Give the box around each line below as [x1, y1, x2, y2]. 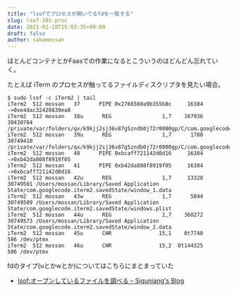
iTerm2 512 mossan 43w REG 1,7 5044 [7, 193, 203, 201]
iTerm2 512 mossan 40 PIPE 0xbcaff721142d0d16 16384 [7, 150, 203, 157]
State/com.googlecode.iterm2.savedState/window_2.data [7, 224, 172, 231]
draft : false [7, 30, 46, 37]
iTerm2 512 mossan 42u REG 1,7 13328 [7, 174, 203, 182]
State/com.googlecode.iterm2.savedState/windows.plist [7, 205, 172, 212]
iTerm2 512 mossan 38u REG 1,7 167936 [7, 113, 203, 120]
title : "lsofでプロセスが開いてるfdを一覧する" [7, 10, 134, 18]
